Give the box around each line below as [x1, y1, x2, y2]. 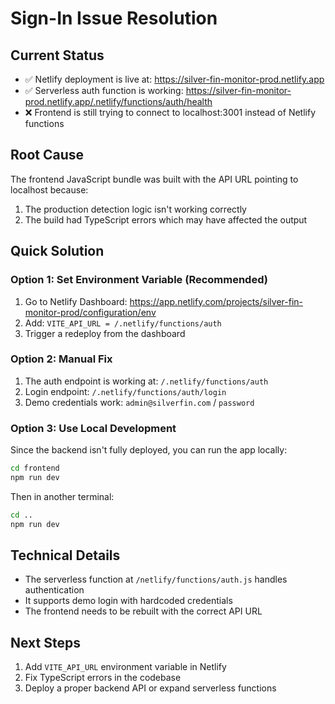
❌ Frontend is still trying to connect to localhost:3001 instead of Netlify [24, 107, 317, 118]
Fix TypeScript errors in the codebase [24, 672, 182, 684]
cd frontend [10, 463, 60, 474]
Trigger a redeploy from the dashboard [24, 327, 186, 339]
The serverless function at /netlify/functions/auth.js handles [24, 573, 288, 586]
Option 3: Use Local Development [10, 421, 177, 435]
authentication [24, 584, 85, 596]
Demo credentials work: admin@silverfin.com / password [24, 396, 255, 408]
